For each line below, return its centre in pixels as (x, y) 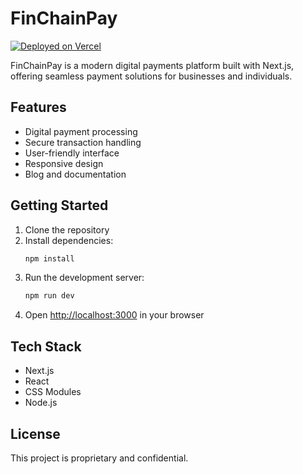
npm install (49, 258)
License (35, 433)
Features (38, 107)
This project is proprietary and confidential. (99, 458)
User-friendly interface (72, 153)
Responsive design (64, 163)
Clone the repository (67, 229)
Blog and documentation (75, 174)
